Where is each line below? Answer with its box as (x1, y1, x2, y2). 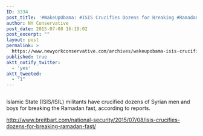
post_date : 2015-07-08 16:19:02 (6, 25, 88, 32)
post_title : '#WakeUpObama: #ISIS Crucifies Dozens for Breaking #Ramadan (6, 15, 199, 21)
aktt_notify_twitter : (6, 59, 61, 65)
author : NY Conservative (6, 20, 69, 26)
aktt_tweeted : (6, 71, 42, 77)
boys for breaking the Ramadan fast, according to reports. (6, 105, 151, 112)
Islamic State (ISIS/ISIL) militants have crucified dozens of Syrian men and (6, 98, 190, 106)
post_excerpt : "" (6, 31, 50, 37)
